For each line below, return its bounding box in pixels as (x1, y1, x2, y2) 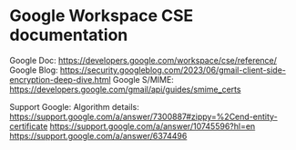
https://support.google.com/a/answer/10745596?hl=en (49, 120, 256, 132)
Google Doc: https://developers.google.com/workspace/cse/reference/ (9, 55, 278, 65)
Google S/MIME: (112, 74, 175, 85)
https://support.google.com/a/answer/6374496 (9, 130, 188, 141)
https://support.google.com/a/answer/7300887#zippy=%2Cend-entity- (9, 111, 278, 122)
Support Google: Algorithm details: (9, 101, 139, 112)
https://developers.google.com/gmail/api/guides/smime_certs (9, 84, 241, 95)
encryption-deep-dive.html (9, 74, 111, 85)
